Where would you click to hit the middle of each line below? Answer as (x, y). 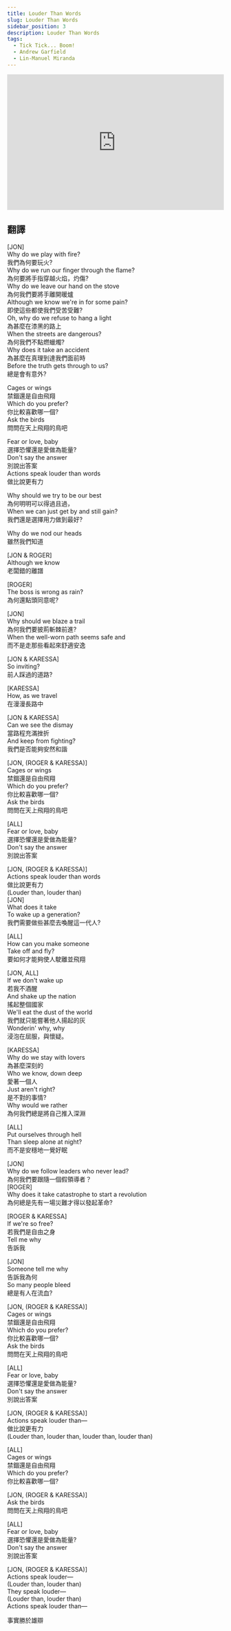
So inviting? (24, 666)
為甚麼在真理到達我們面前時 (46, 358)
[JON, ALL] (23, 973)
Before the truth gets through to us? (58, 365)
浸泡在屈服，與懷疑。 (37, 1036)
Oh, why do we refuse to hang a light (59, 318)
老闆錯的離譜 (25, 571)
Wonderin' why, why (36, 1028)
